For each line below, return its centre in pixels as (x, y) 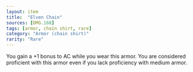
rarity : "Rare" (25, 39)
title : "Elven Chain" (34, 17)
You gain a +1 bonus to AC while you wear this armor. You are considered (96, 56)
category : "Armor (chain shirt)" (48, 34)
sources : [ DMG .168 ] (30, 23)
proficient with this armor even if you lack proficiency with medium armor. (97, 62)
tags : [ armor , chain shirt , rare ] (49, 28)
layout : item (22, 12)
